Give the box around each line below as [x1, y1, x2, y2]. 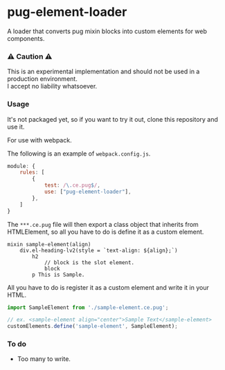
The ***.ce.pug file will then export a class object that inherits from [7, 220, 199, 228]
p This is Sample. [32, 271, 85, 278]
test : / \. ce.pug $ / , [44, 182, 100, 189]
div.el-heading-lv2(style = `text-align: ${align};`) [19, 247, 178, 254]
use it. [7, 122, 25, 131]
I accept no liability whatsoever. [7, 82, 98, 91]
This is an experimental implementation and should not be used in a [7, 67, 200, 76]
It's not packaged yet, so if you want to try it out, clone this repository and [7, 115, 218, 123]
